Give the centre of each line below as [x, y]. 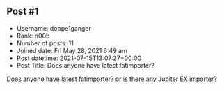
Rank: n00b [33, 36]
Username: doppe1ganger [54, 28]
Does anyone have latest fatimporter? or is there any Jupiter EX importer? [112, 79]
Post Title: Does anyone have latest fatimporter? [85, 65]
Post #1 [23, 12]
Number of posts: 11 [45, 43]
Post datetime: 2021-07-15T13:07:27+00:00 [79, 58]
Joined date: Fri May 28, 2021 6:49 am [72, 50]
